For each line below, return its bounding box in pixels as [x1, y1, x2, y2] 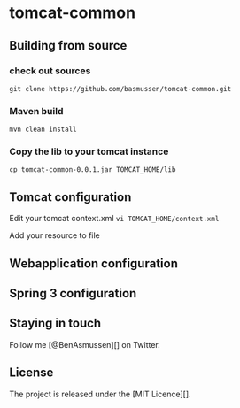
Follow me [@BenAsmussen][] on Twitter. [9, 339, 161, 350]
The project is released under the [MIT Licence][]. [9, 389, 192, 399]
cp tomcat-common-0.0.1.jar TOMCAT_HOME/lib [9, 166, 176, 174]
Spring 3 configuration [9, 286, 137, 301]
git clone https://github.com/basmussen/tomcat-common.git [9, 84, 232, 93]
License [9, 366, 54, 381]
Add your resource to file [9, 230, 100, 241]
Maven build [9, 104, 64, 117]
